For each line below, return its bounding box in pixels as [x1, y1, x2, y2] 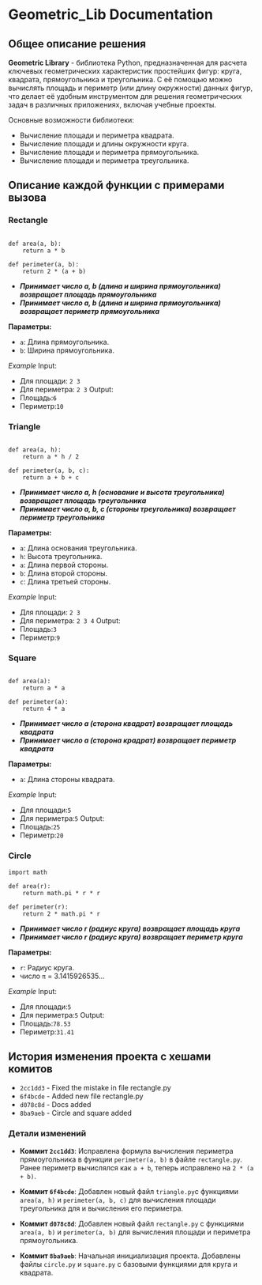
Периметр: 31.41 [19, 1026, 75, 1037]
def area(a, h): [8, 445, 62, 454]
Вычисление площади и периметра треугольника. [19, 156, 189, 165]
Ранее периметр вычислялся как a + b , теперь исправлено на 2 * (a [19, 1162, 254, 1172]
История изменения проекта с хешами [8, 1049, 211, 1063]
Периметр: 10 [19, 401, 64, 410]
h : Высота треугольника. [19, 551, 103, 561]
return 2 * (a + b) [22, 267, 87, 275]
